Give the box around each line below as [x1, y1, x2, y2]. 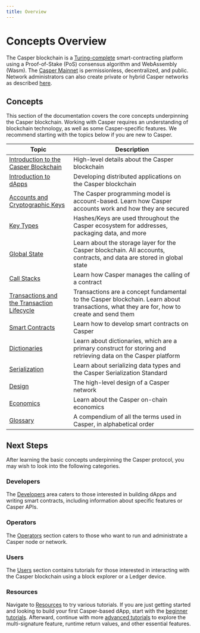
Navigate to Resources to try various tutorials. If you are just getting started [6, 601, 191, 609]
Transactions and [9, 292, 58, 300]
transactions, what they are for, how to [73, 303, 181, 311]
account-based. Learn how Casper [73, 197, 173, 205]
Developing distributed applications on [73, 173, 182, 181]
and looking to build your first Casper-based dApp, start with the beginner [6, 607, 188, 615]
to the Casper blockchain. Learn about [73, 295, 180, 303]
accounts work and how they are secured [73, 205, 189, 213]
